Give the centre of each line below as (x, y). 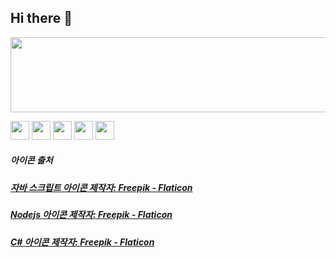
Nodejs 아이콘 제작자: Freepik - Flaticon (91, 215)
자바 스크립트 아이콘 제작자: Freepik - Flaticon (101, 187)
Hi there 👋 (41, 18)
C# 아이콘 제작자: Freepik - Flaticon (82, 242)
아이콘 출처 (31, 160)
